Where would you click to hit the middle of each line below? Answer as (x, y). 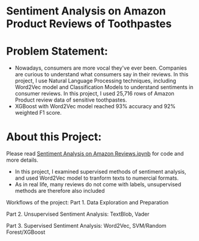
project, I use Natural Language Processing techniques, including (96, 81)
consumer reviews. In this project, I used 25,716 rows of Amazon (95, 94)
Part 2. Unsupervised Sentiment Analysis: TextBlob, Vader (78, 214)
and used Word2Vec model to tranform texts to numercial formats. (97, 178)
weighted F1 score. (38, 113)
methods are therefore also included (60, 191)
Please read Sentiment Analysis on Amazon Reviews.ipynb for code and (95, 154)
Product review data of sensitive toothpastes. (71, 100)
